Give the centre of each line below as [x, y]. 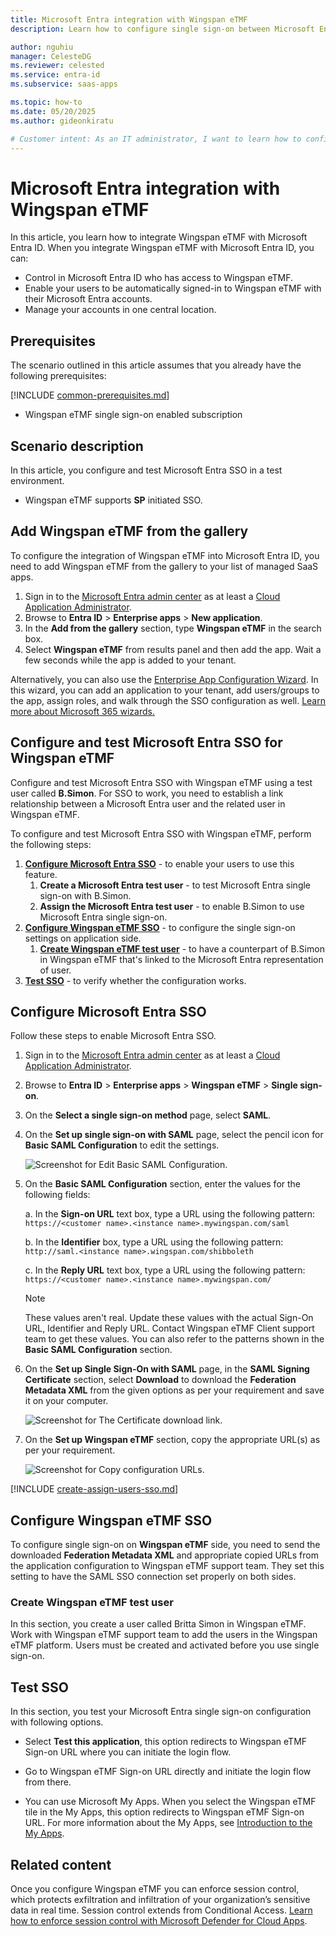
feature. [41, 874]
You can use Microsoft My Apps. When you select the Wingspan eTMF [170, 1802]
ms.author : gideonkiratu [62, 121]
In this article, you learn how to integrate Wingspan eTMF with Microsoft [159, 237]
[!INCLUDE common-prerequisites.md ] [90, 395]
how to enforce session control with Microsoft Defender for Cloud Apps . [159, 1921]
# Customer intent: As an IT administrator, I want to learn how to [156, 139]
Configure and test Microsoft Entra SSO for [146, 742]
